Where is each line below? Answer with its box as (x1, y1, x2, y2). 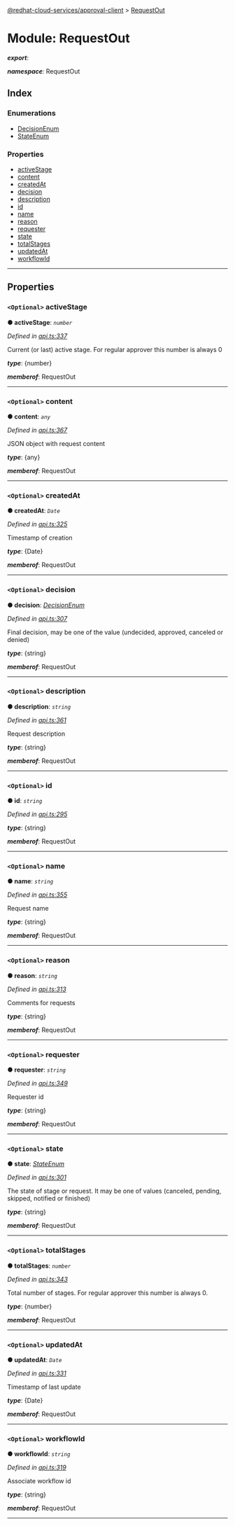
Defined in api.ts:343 (7, 1275, 69, 1283)
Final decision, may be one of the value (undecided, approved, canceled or (7, 628, 224, 636)
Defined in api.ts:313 (7, 985, 66, 993)
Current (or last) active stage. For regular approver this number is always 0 (7, 345, 222, 353)
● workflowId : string (7, 1450, 71, 1458)
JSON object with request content (7, 439, 106, 447)
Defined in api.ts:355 (7, 890, 68, 899)
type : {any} (7, 453, 41, 461)
